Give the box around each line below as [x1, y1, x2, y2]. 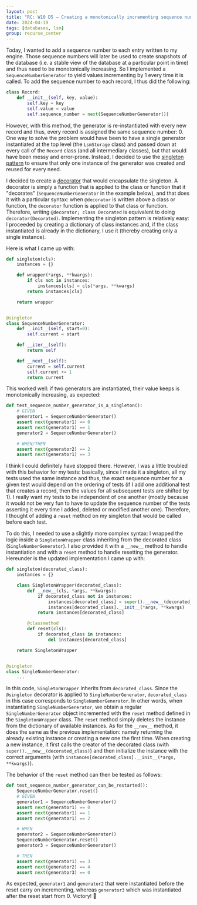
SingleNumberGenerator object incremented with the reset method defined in [6, 710, 191, 717]
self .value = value [27, 105, 75, 112]
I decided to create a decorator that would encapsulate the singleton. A [6, 177, 178, 184]
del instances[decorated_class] [47, 637, 127, 643]
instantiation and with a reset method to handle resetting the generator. [6, 548, 179, 556]
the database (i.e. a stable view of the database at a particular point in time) [6, 59, 189, 66]
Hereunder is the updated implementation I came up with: [6, 555, 145, 562]
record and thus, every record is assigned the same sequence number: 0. [6, 128, 184, 135]
